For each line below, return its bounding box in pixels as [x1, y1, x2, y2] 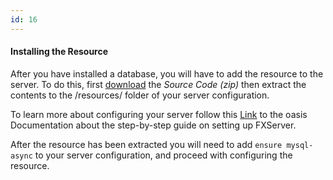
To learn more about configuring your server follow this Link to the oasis [10, 108, 308, 120]
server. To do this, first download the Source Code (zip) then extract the [10, 78, 307, 90]
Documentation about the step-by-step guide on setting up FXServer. [10, 119, 297, 131]
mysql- [286, 140, 314, 150]
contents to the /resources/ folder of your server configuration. [10, 89, 270, 101]
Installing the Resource [10, 46, 109, 58]
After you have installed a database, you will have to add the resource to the [10, 67, 324, 80]
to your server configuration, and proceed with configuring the [34, 149, 293, 161]
